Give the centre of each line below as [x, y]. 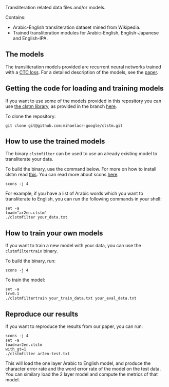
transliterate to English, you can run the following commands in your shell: [83, 199]
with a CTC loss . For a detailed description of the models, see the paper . [82, 72]
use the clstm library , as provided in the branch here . [61, 106]
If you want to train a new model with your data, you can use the [73, 246]
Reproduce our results [42, 314]
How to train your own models [54, 233]
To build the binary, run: [31, 261]
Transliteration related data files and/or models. [55, 7]
